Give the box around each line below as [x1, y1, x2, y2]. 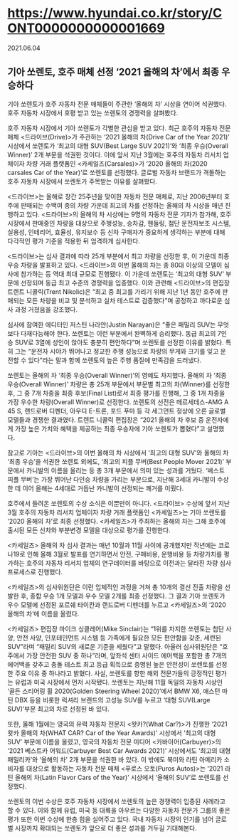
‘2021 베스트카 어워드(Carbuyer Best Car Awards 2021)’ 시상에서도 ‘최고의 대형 [7, 746, 231, 755]
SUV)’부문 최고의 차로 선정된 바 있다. [7, 705, 110, 713]
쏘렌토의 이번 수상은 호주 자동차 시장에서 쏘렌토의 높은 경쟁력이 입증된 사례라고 [7, 797, 226, 806]
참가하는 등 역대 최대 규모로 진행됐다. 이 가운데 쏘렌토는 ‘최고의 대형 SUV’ [20, 269, 224, 278]
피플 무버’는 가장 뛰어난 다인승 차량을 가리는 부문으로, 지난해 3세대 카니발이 [7, 475, 216, 483]
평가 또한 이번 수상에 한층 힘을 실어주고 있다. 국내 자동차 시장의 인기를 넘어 [7, 815, 214, 823]
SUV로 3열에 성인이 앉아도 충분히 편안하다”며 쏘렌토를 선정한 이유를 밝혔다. [14, 338, 224, 347]
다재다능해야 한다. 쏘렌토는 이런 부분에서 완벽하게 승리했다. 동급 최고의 [20, 329, 216, 337]
